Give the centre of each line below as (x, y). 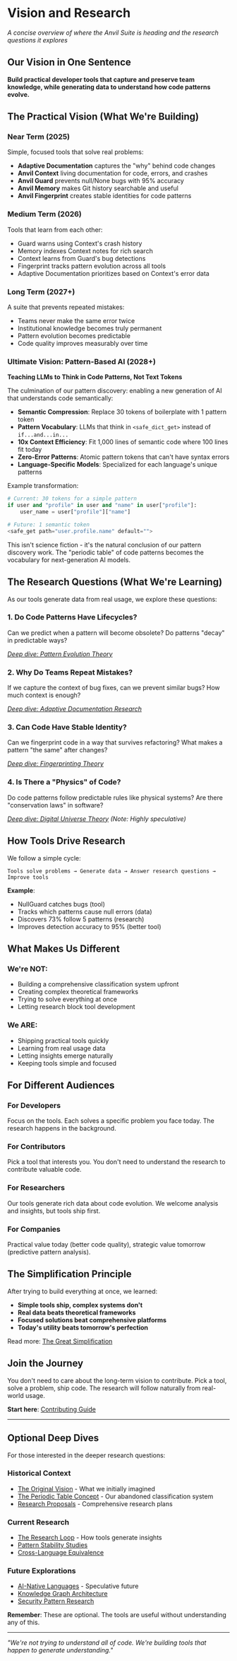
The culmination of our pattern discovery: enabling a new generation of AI (115, 391)
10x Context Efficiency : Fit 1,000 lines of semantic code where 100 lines (123, 442)
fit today (30, 450)
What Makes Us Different (63, 949)
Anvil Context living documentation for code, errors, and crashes (113, 173)
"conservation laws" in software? (55, 805)
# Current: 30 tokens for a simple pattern (72, 499)
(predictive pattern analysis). (49, 1252)
